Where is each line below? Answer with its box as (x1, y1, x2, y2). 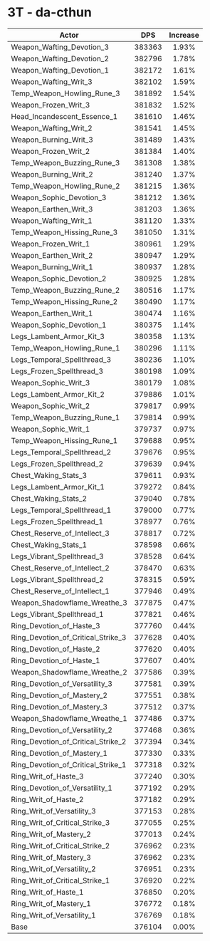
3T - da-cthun (7, 4, 93, 21)
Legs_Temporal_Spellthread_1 (11, 505, 112, 515)
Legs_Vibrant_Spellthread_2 (11, 574, 105, 584)
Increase (169, 30, 199, 40)
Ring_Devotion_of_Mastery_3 (11, 702, 108, 712)
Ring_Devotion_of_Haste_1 (11, 655, 101, 665)
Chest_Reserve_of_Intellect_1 (11, 586, 110, 596)
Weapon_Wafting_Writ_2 (11, 123, 93, 132)
